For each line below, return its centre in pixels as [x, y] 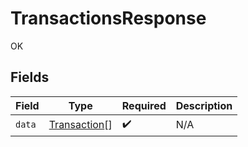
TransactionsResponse [108, 18]
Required [144, 105]
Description [204, 105]
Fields [30, 77]
